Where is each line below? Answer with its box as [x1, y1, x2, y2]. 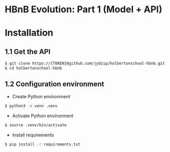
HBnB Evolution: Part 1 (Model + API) [5, 4, 162, 15]
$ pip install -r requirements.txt [5, 142, 81, 147]
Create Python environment [12, 93, 70, 99]
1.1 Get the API [5, 47, 51, 56]
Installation [5, 27, 54, 39]
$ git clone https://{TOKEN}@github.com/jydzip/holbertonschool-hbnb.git [5, 61, 165, 66]
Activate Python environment [12, 113, 74, 119]
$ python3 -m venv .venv [5, 103, 58, 108]
